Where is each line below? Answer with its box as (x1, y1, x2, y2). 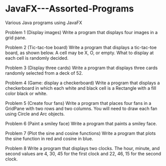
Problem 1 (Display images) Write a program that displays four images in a (5, 29, 158, 35)
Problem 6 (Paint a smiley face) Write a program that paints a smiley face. (5, 120, 157, 126)
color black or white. (5, 90, 48, 96)
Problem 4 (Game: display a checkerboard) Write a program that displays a (5, 80, 160, 86)
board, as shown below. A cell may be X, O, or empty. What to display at (5, 50, 154, 56)
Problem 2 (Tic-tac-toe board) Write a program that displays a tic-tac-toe (5, 44, 157, 50)
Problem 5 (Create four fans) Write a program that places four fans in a (5, 100, 151, 106)
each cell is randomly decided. (5, 55, 69, 61)
